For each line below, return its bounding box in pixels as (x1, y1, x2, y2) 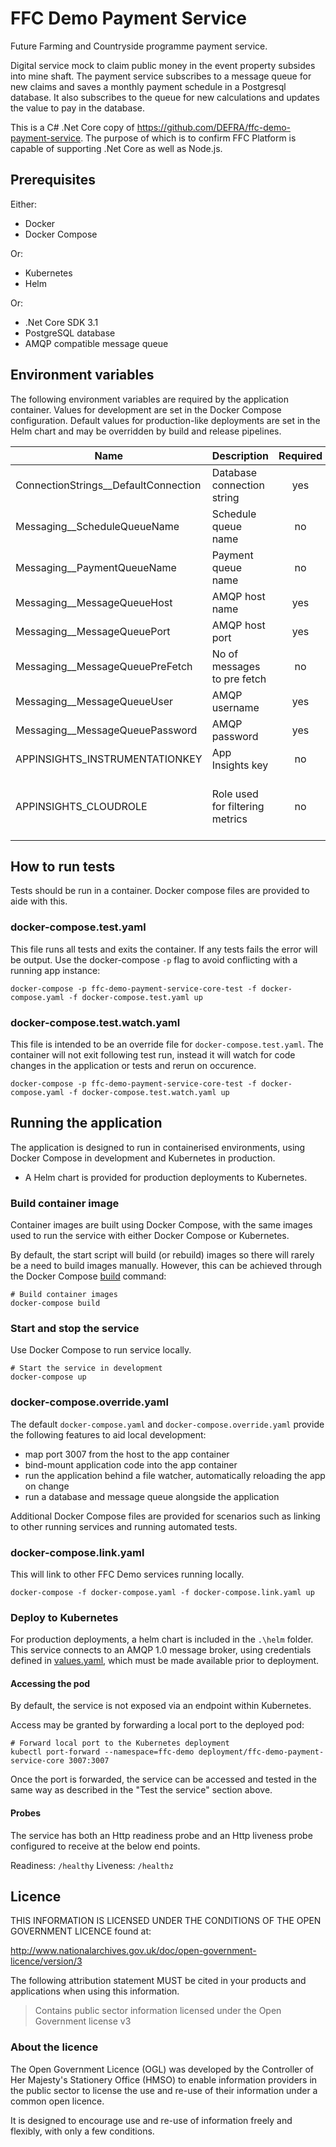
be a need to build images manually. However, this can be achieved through (10, 1260, 323, 1272)
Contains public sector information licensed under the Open (34, 2005, 282, 2017)
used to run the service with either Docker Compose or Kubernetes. (10, 1230, 290, 1242)
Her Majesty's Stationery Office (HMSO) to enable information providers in (10, 2073, 318, 2086)
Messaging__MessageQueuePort (15, 624, 171, 638)
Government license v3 (34, 2015, 132, 2027)
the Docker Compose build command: (10, 1270, 167, 1282)
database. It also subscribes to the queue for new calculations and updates (10, 91, 320, 103)
